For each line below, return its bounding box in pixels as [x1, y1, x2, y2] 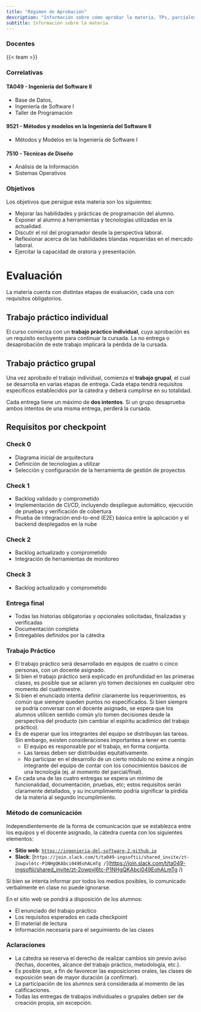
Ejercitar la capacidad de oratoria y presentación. [14, 248, 136, 255]
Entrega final [6, 599, 45, 607]
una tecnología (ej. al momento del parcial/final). [23, 768, 144, 775]
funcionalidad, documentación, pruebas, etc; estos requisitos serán [14, 781, 181, 788]
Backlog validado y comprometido [14, 495, 100, 502]
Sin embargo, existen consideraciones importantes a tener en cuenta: [14, 737, 187, 744]
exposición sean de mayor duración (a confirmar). [14, 974, 139, 981]
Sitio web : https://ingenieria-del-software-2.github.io [14, 847, 157, 854]
